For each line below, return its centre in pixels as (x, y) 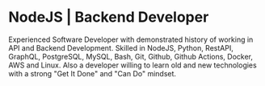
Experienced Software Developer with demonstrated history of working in (131, 39)
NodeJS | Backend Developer (109, 17)
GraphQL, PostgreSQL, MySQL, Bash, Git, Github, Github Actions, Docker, (130, 56)
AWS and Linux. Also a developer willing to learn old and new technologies (132, 65)
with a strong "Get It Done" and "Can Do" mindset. (92, 73)
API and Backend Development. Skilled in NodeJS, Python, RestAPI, (121, 47)
